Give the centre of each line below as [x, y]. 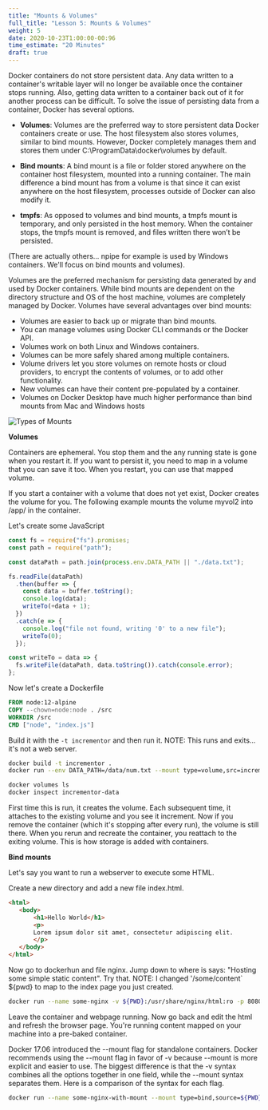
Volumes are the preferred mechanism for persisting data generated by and [132, 280]
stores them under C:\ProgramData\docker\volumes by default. [123, 150]
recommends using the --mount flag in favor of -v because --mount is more [133, 1057]
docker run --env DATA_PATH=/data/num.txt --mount [94, 771]
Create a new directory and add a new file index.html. [96, 888]
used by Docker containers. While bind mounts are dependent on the [122, 289]
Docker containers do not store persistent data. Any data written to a [121, 75]
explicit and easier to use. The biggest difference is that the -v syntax [122, 1066]
